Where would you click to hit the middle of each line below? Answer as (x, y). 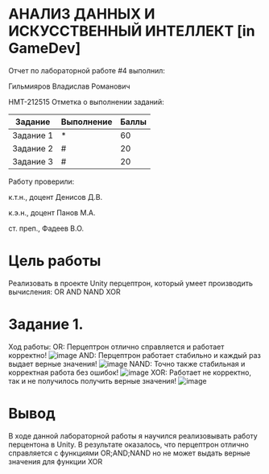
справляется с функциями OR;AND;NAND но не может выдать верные (130, 453)
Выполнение (87, 122)
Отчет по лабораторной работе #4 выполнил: (87, 70)
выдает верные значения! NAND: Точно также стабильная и (127, 364)
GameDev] (45, 48)
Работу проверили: (41, 181)
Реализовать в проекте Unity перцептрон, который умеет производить (131, 283)
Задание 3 (33, 161)
